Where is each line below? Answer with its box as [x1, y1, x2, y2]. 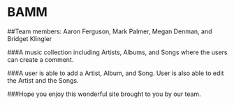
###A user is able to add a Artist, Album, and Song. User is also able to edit [7, 69, 224, 77]
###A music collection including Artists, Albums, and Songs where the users [7, 48, 228, 56]
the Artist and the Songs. [7, 76, 79, 84]
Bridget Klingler [7, 34, 52, 42]
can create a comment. [7, 55, 74, 63]
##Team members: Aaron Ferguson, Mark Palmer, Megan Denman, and [7, 27, 212, 35]
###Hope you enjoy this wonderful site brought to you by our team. [7, 90, 201, 98]
